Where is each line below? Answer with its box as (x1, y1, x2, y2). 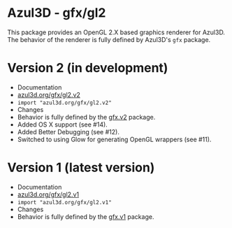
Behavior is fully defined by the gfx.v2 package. (17, 113, 156, 121)
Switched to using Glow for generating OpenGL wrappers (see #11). (17, 135, 212, 143)
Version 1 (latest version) (7, 159, 155, 176)
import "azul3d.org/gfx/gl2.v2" (17, 99, 112, 106)
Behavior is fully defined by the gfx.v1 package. (17, 212, 154, 221)
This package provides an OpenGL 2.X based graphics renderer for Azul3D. (7, 28, 226, 36)
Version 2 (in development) (7, 60, 168, 76)
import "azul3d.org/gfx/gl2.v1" (17, 199, 112, 206)
